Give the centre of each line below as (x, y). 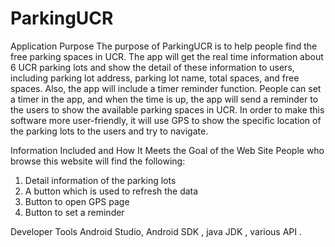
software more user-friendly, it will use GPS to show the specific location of (166, 120)
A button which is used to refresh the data (111, 191)
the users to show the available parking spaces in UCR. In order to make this (167, 109)
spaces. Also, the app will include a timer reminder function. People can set (166, 88)
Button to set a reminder (74, 212)
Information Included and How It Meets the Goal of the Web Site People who (167, 150)
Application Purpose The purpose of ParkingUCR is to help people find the (164, 46)
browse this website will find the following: (98, 161)
